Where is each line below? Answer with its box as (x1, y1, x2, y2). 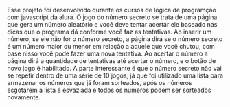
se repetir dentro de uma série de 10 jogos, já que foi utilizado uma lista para (7, 71, 224, 80)
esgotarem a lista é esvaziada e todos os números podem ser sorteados (7, 86, 211, 94)
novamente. (7, 93, 41, 102)
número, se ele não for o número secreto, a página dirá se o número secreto (7, 35, 223, 43)
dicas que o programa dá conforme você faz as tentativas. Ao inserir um (7, 27, 212, 36)
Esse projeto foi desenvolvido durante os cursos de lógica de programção (7, 6, 216, 14)
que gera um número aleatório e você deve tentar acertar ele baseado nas (7, 21, 218, 28)
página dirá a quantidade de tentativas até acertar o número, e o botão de (7, 57, 216, 64)
